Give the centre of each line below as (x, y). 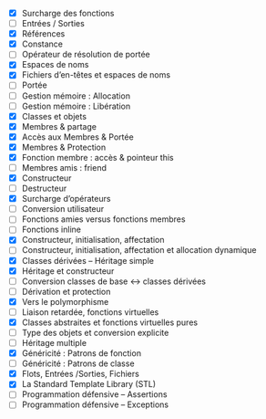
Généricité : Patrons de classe (78, 363)
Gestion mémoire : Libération (76, 106)
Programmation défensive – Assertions (94, 394)
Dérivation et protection (66, 291)
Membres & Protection (64, 147)
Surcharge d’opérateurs (66, 199)
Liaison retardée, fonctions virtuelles (90, 312)
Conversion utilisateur (63, 209)
